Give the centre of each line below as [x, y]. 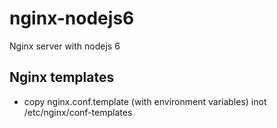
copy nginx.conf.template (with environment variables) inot [145, 101]
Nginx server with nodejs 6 [65, 46]
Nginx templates [62, 77]
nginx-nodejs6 [72, 18]
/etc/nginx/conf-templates [78, 112]
